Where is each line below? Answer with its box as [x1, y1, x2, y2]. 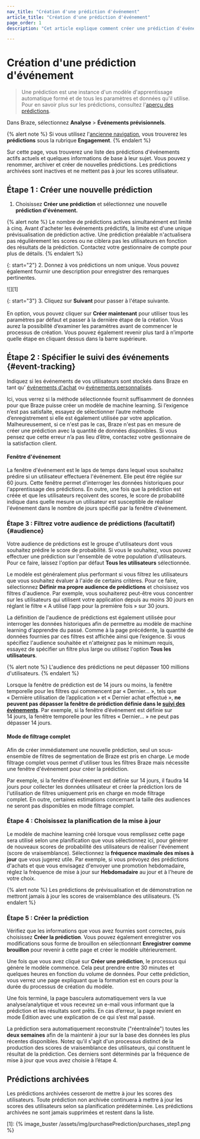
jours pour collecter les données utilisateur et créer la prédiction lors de [7, 783, 182, 790]
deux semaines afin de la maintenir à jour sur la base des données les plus [7, 1031, 191, 1039]
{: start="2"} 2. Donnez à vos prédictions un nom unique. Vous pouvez [7, 261, 180, 269]
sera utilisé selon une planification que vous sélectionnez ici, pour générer [7, 837, 189, 844]
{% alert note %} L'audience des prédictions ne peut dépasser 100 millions [7, 663, 189, 670]
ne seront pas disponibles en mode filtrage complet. [7, 802, 135, 809]
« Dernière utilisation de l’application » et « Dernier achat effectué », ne [7, 694, 181, 701]
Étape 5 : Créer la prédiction [7, 913, 89, 922]
